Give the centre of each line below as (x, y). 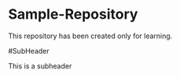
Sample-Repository (73, 14)
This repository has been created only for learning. (90, 36)
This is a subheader (40, 66)
